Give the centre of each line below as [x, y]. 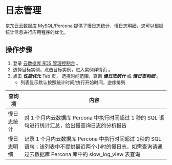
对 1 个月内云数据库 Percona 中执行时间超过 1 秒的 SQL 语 [94, 117]
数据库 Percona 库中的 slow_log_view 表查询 [87, 154]
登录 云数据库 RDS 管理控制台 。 [47, 63]
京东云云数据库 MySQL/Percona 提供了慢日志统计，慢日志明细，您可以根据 [84, 26]
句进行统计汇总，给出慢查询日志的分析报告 [75, 125]
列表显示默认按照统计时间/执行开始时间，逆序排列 [73, 82]
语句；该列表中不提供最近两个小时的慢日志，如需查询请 [91, 147]
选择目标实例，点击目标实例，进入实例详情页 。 [63, 69]
